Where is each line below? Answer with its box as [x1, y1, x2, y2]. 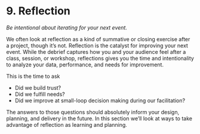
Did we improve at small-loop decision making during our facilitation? [14, 97, 186, 104]
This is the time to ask [6, 72, 60, 80]
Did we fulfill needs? [14, 90, 65, 98]
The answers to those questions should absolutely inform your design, [6, 108, 180, 115]
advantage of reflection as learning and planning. [6, 121, 127, 128]
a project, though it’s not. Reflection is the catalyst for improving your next [6, 42, 188, 49]
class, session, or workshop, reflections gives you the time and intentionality [6, 54, 194, 62]
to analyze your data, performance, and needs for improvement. [6, 61, 164, 68]
